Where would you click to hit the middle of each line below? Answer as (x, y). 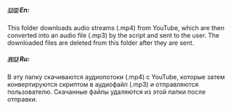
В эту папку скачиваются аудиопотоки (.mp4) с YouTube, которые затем (116, 76)
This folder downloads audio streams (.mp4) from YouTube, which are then (116, 27)
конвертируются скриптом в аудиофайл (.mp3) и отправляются (103, 84)
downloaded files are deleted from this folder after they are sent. (101, 43)
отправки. (22, 99)
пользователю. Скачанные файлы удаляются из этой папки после (107, 92)
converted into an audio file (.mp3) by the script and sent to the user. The (114, 35)
